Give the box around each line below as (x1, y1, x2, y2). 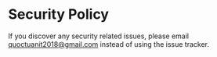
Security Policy (8, 5, 110, 23)
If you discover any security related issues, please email (8, 31, 190, 41)
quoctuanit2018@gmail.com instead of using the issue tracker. (8, 39, 210, 48)
